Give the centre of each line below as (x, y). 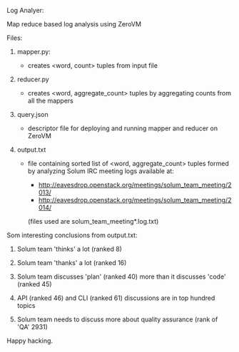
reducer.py (33, 79)
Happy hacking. (30, 341)
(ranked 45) (34, 284)
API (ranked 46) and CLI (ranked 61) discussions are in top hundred (116, 298)
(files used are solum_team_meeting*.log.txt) (93, 221)
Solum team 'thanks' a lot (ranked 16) (72, 263)
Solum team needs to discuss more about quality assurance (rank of (117, 319)
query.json (33, 114)
